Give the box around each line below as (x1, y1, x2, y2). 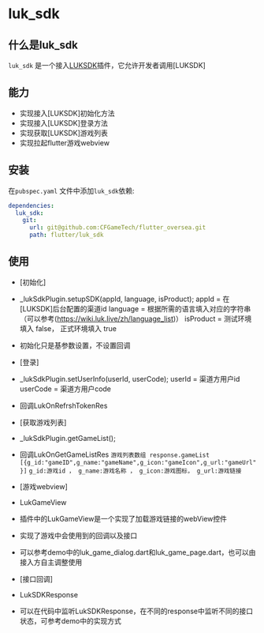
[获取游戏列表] (19, 417, 67, 427)
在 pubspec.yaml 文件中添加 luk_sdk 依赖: (8, 186, 136, 195)
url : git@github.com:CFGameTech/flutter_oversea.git (28, 224, 206, 232)
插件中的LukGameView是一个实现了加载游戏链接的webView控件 (19, 514, 227, 523)
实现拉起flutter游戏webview (19, 138, 110, 147)
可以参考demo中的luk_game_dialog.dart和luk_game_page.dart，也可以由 (19, 547, 256, 557)
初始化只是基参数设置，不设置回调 (19, 341, 131, 350)
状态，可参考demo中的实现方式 (19, 616, 122, 625)
